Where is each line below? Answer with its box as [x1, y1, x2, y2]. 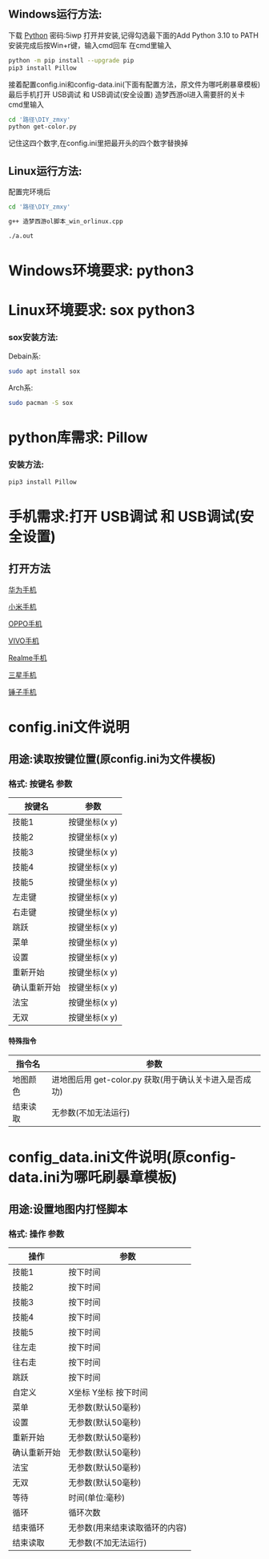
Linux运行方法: [8, 164, 82, 178]
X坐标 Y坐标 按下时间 [68, 1387, 148, 1398]
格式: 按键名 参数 [8, 779, 73, 790]
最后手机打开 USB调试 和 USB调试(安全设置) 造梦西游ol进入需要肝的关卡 [8, 89, 246, 99]
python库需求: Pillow [8, 428, 148, 447]
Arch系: [8, 383, 34, 393]
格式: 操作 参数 [8, 1229, 65, 1240]
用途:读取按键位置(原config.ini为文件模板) [8, 752, 216, 766]
